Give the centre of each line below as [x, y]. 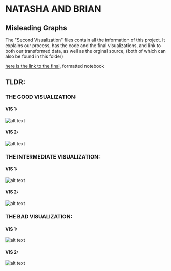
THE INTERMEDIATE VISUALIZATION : [53, 156]
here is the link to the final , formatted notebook [55, 66]
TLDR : [15, 82]
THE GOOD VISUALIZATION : [41, 97]
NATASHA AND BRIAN [53, 9]
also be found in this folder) [34, 56]
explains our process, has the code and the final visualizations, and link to [83, 46]
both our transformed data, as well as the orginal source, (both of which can [86, 51]
